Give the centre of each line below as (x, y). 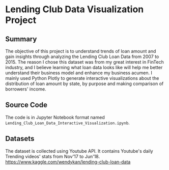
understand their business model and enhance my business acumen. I (79, 73)
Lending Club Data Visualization (75, 9)
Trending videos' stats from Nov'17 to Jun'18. (53, 156)
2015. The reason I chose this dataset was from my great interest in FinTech (84, 62)
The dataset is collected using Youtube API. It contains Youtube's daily (79, 151)
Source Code (26, 105)
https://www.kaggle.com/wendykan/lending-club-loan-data (68, 162)
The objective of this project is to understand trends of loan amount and (81, 51)
